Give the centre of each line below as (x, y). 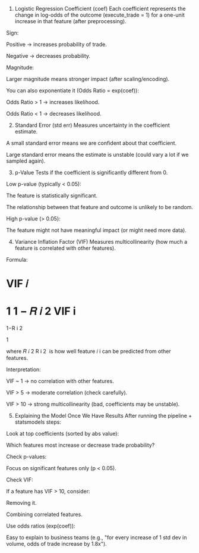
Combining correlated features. (45, 514)
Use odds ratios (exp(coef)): (41, 526)
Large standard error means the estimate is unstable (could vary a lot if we (97, 155)
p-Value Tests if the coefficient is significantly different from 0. (91, 173)
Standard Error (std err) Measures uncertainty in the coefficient (92, 125)
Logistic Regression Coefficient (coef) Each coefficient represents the (100, 9)
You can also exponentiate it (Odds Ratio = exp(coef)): (73, 91)
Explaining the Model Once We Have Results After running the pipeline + (103, 416)
